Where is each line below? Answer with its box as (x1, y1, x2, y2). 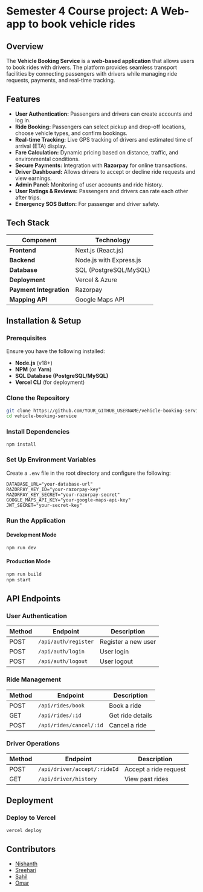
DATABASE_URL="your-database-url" (6, 481, 94, 487)
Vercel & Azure (75, 276, 118, 284)
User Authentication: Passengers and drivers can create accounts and (14, 110, 193, 117)
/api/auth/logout (38, 658, 88, 665)
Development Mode (6, 531, 57, 538)
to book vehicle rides (28, 17, 136, 31)
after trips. (14, 194, 41, 201)
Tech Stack (6, 218, 50, 228)
